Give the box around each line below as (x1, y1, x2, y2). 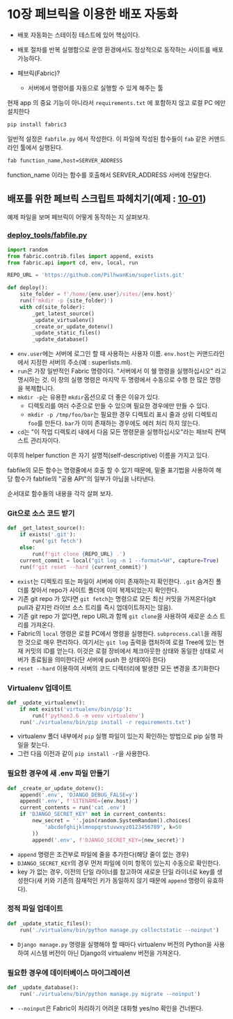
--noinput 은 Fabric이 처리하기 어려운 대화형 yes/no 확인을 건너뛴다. (17, 1004, 204, 1012)
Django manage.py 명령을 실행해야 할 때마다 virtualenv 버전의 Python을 (17, 940, 212, 948)
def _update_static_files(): (7, 920, 92, 927)
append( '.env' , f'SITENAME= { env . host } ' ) (19, 798, 138, 805)
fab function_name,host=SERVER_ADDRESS (7, 157, 123, 164)
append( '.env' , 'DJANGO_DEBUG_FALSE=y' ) (19, 791, 138, 799)
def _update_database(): (7, 984, 79, 991)
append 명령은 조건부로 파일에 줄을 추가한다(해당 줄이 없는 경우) (17, 850, 189, 858)
